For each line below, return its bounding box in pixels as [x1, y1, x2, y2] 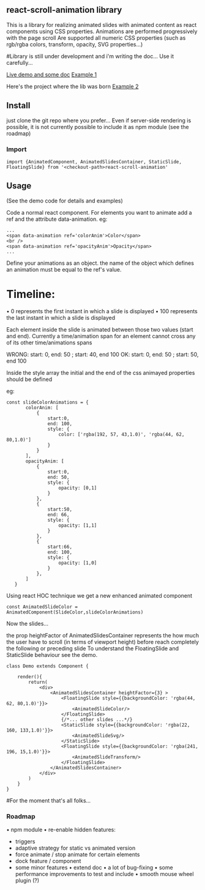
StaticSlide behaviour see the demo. [6, 651, 98, 658]
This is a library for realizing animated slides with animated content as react [6, 21, 197, 28]
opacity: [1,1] [58, 522, 97, 528]
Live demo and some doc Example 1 [6, 70, 97, 78]
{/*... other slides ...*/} [61, 716, 133, 722]
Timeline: [6, 287, 56, 301]
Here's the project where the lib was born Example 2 [6, 83, 139, 90]
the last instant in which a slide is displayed [6, 314, 116, 321]
